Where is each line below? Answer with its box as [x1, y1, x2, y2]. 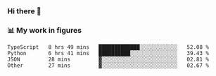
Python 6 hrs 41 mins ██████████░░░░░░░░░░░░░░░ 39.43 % [7, 50, 210, 57]
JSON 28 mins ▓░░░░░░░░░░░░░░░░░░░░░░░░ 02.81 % [7, 56, 210, 63]
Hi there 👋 [7, 6, 42, 16]
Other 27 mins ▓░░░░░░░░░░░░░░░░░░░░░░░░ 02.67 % [7, 62, 210, 69]
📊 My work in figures [7, 25, 82, 35]
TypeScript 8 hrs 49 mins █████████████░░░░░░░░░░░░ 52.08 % [7, 44, 210, 51]
